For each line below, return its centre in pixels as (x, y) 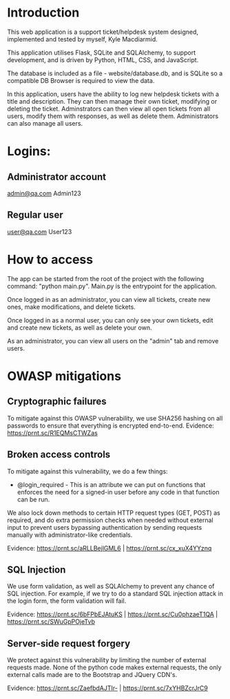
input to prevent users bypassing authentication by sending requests (105, 527)
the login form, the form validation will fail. (67, 601)
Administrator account (57, 176)
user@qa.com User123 (40, 231)
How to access (50, 259)
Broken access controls (59, 455)
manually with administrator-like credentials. (70, 535)
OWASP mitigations (64, 376)
